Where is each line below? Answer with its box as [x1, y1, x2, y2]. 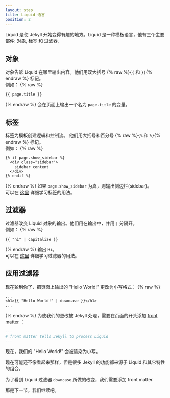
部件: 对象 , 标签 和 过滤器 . [5, 38, 59, 44]
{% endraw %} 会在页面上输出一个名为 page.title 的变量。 [5, 102, 130, 108]
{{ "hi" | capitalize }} [5, 237, 58, 242]
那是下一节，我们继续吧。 [5, 387, 59, 393]
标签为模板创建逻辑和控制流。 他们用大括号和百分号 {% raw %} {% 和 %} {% [5, 132, 161, 138]
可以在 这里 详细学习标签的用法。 [5, 190, 75, 195]
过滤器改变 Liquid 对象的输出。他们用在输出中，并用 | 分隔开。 [5, 220, 138, 226]
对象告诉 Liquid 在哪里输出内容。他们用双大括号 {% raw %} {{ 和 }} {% [5, 69, 153, 75]
